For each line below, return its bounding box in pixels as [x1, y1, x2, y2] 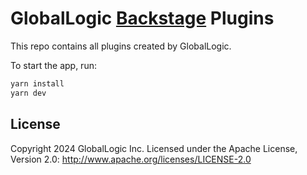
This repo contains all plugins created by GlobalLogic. [10, 40, 232, 52]
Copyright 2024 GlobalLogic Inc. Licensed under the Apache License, [10, 142, 298, 154]
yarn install [10, 78, 65, 89]
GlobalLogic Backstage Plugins [10, 7, 275, 30]
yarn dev [10, 88, 47, 98]
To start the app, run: [10, 59, 97, 71]
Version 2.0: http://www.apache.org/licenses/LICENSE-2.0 [10, 153, 252, 165]
